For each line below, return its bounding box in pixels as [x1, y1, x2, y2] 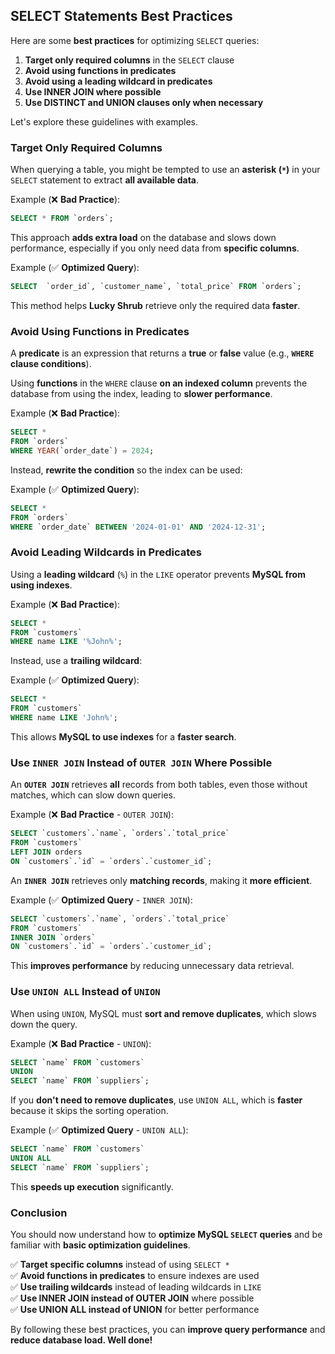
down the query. [10, 1018, 78, 1030]
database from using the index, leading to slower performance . [10, 388, 273, 400]
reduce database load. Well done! [10, 1334, 153, 1346]
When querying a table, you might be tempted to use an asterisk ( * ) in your [10, 164, 321, 176]
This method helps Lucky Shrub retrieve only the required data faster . [10, 299, 301, 311]
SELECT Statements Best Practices [10, 8, 233, 25]
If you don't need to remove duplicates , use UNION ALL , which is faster [10, 1094, 303, 1106]
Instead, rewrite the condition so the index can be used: [10, 464, 243, 476]
